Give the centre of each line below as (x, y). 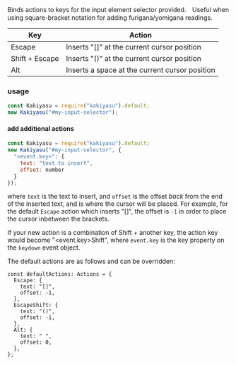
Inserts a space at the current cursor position (141, 70)
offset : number (42, 170)
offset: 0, (36, 342)
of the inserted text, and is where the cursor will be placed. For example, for (118, 204)
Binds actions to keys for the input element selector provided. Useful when (118, 10)
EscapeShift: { (36, 306)
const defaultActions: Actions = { (60, 274)
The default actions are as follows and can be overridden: (91, 261)
